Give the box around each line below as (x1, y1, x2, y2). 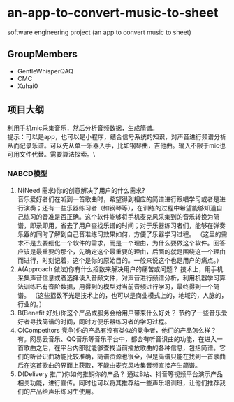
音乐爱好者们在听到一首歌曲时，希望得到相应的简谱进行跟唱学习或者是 (17, 194, 220, 203)
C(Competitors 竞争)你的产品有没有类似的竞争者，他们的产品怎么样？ (17, 326, 217, 334)
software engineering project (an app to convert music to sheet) (7, 28, 192, 36)
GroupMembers (7, 48, 78, 60)
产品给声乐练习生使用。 (29, 387, 98, 396)
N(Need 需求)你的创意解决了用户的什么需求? (17, 186, 145, 194)
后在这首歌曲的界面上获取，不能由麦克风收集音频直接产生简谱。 (17, 361, 201, 369)
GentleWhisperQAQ (17, 66, 74, 75)
